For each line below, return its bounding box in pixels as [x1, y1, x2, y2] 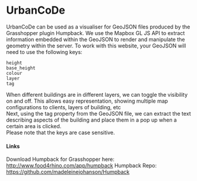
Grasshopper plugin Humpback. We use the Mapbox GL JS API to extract [6, 29, 185, 36]
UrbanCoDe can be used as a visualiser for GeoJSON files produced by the [6, 23, 190, 30]
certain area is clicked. [6, 122, 62, 129]
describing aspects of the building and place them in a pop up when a [6, 116, 177, 123]
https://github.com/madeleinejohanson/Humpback [6, 169, 130, 176]
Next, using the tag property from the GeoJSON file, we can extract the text [6, 110, 191, 117]
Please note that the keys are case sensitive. [6, 129, 115, 136]
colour [6, 70, 23, 76]
